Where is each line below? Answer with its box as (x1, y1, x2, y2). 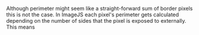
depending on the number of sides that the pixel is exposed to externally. (6, 17, 187, 24)
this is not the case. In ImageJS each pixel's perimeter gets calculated (6, 11, 179, 18)
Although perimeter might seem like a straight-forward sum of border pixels (6, 5, 193, 12)
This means (6, 23, 35, 30)
